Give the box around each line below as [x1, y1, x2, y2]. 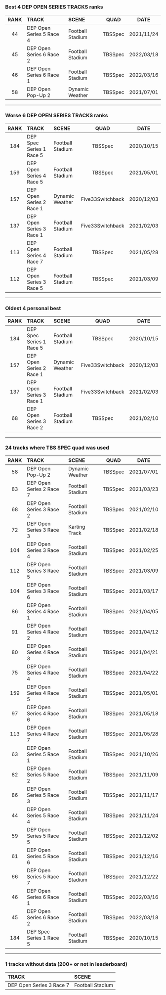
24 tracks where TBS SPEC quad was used [5, 444, 110, 451]
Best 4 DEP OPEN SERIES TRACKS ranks [5, 3, 104, 10]
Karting [68, 523, 85, 530]
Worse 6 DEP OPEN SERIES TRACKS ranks [5, 112, 108, 119]
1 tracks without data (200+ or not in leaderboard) [5, 961, 127, 968]
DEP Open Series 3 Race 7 [7, 982, 70, 989]
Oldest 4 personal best [5, 305, 61, 312]
